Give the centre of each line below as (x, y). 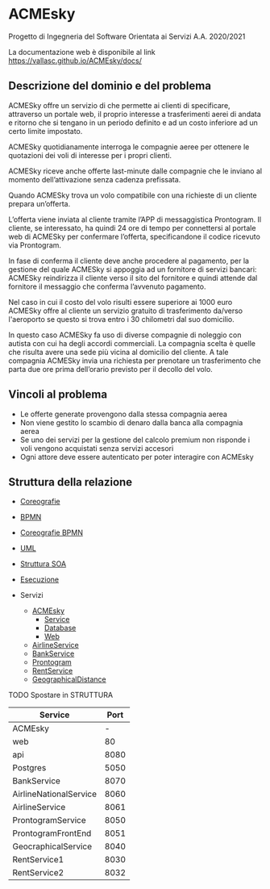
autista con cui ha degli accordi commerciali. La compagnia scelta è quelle (132, 343)
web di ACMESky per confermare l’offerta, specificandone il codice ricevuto (134, 236)
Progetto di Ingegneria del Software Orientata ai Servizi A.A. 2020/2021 (127, 36)
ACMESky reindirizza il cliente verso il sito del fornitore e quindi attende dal (133, 278)
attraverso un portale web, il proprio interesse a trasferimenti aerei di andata (135, 114)
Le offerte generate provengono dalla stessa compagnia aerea (124, 414)
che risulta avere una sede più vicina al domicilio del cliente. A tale (118, 352)
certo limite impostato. (46, 131)
